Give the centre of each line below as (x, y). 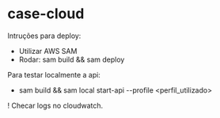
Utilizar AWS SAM (48, 51)
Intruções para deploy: (44, 36)
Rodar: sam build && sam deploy (72, 59)
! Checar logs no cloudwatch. (55, 105)
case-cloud (46, 14)
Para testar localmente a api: (54, 74)
